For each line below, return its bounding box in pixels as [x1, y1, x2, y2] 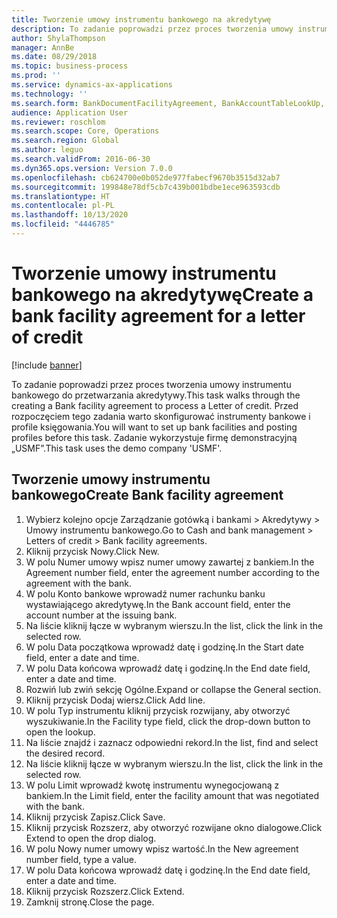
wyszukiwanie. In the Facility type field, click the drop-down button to [25, 715, 311, 727]
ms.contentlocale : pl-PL [11, 201, 115, 211]
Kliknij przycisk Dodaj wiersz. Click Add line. [25, 694, 206, 706]
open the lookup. [25, 726, 96, 738]
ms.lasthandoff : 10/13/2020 [11, 210, 129, 220]
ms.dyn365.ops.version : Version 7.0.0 [11, 163, 173, 173]
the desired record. [25, 747, 106, 759]
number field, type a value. [25, 853, 137, 865]
